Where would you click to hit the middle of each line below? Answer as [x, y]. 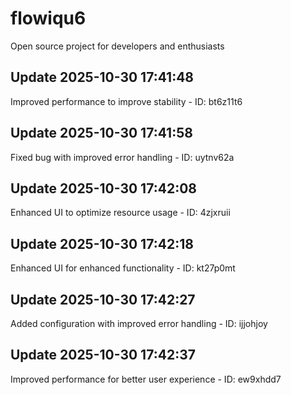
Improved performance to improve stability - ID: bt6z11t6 [126, 101]
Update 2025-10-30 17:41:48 [102, 77]
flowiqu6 [48, 18]
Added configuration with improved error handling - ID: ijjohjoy [139, 323]
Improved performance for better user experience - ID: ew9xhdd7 [146, 379]
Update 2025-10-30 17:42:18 [102, 243]
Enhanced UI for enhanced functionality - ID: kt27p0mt [123, 268]
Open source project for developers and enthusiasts [117, 46]
